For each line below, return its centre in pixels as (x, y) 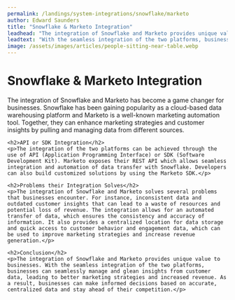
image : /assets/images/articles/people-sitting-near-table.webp (103, 46)
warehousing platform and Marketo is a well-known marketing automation (114, 115)
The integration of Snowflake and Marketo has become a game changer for (116, 100)
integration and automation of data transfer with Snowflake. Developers (117, 167)
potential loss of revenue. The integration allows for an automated (111, 210)
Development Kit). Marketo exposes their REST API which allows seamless (117, 161)
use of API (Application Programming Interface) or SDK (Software (106, 155)
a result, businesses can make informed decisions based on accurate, (112, 283)
